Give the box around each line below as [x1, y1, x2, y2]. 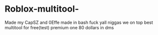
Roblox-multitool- [4, 3, 79, 15]
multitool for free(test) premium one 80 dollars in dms [4, 24, 114, 30]
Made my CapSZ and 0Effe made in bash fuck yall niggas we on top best [4, 19, 153, 25]
